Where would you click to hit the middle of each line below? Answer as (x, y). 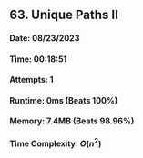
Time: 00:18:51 (38, 59)
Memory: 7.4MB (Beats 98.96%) (72, 121)
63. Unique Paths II (64, 15)
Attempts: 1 (31, 80)
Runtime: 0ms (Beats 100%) (64, 100)
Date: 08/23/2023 (45, 38)
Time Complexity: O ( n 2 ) (56, 143)
